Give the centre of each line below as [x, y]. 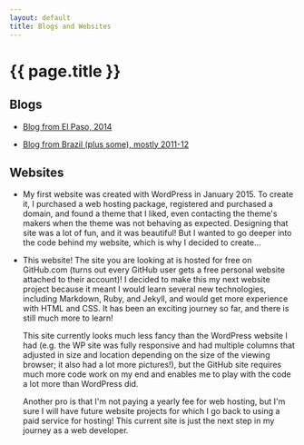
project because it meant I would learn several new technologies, [144, 289]
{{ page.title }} [65, 71]
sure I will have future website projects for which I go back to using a [151, 411]
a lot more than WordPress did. [80, 384]
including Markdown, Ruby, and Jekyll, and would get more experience [155, 299]
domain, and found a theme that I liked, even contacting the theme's [150, 213]
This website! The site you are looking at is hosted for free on [137, 261]
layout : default [40, 18]
